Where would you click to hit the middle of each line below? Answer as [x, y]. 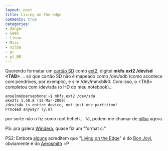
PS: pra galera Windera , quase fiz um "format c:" [56, 128]
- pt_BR [13, 57]
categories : [18, 24]
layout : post [19, 10]
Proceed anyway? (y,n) [29, 109]
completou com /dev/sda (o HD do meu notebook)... [59, 87]
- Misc [12, 43]
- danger [14, 29]
